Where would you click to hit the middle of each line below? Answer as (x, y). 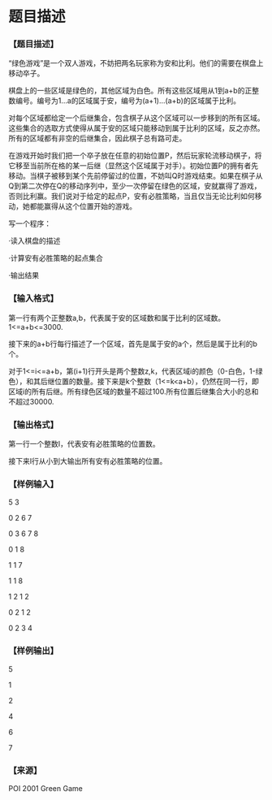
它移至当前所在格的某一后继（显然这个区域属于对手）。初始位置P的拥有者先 (133, 166)
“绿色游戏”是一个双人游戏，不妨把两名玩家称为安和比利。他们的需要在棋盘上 (136, 63)
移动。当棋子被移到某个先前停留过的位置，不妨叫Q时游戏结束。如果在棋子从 (136, 176)
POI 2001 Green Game (45, 788)
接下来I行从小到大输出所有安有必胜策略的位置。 (88, 461)
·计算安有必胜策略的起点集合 (56, 258)
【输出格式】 (34, 425)
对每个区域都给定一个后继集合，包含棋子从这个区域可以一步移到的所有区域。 (136, 118)
